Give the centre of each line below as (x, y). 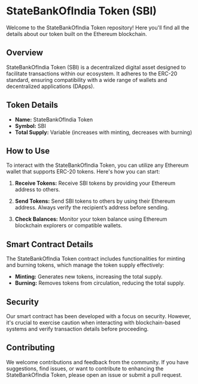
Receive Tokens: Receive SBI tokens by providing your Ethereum (95, 183)
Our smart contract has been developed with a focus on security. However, (99, 316)
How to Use (28, 151)
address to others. (37, 190)
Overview (25, 53)
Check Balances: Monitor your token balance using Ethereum (91, 219)
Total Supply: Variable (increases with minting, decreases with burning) (103, 132)
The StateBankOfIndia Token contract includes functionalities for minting (96, 259)
